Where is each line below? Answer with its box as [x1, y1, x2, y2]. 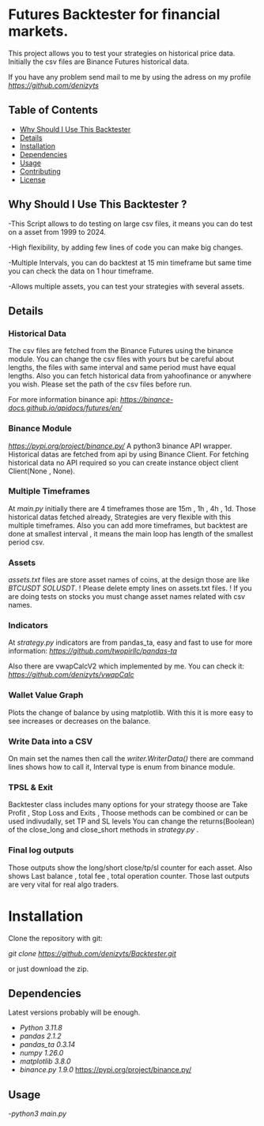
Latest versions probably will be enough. [8, 1007, 141, 1017]
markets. [8, 22, 69, 40]
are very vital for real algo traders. [8, 879, 119, 889]
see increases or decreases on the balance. [8, 716, 151, 725]
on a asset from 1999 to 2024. [8, 227, 107, 236]
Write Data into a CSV [8, 736, 93, 747]
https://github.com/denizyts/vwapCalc [8, 670, 134, 680]
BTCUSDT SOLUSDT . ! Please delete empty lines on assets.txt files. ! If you [8, 583, 252, 593]
